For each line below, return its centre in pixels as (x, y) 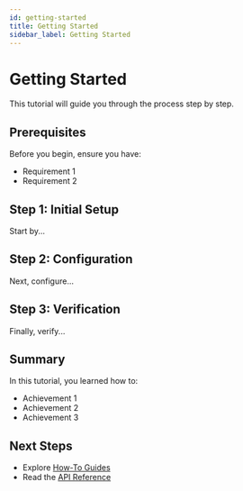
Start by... (27, 231)
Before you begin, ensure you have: (75, 154)
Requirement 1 (49, 171)
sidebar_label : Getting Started (70, 34)
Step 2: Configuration (71, 259)
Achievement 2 (50, 408)
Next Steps (41, 446)
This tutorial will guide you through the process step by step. (121, 104)
